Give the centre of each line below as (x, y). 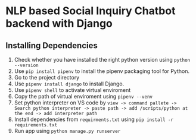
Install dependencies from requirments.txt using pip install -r (94, 119)
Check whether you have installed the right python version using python (102, 60)
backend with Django (59, 23)
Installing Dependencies (52, 45)
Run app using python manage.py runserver (67, 131)
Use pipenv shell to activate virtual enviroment (72, 90)
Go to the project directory (47, 77)
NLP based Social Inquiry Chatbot (91, 11)
